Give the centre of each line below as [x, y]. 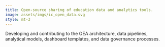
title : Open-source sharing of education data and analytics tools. [79, 10]
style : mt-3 [18, 19]
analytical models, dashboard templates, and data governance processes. [82, 39]
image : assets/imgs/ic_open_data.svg [45, 15]
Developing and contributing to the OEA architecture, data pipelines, [77, 34]
